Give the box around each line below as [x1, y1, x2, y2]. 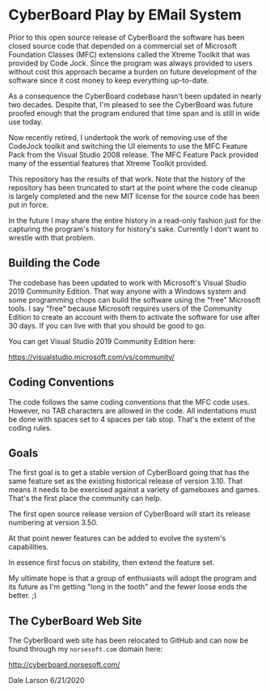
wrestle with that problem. [8, 232, 95, 242]
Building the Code [8, 257, 101, 270]
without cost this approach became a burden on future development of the [8, 66, 257, 76]
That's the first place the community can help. [8, 494, 162, 503]
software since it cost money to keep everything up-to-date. [8, 75, 209, 85]
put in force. [8, 200, 49, 210]
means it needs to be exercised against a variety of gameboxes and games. [8, 485, 260, 495]
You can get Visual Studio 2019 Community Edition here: [8, 336, 196, 346]
